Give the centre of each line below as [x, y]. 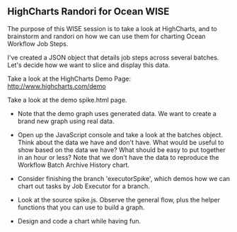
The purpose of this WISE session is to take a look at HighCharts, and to [112, 28]
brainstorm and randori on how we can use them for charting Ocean [106, 36]
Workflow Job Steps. [38, 43]
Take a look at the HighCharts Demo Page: [69, 79]
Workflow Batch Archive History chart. [73, 165]
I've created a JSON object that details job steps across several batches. [113, 57]
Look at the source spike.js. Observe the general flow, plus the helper [119, 199]
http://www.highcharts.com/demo [57, 86]
